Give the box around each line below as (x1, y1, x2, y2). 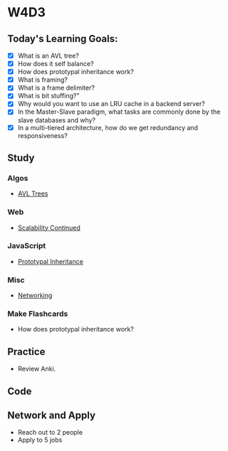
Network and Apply (7, 410, 96, 422)
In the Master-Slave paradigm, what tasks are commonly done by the (17, 107, 221, 116)
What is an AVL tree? (17, 51, 80, 60)
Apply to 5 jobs (17, 435, 63, 445)
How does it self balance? (17, 60, 94, 68)
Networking (17, 291, 53, 299)
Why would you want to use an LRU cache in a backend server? (17, 100, 205, 108)
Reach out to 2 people (17, 428, 83, 437)
